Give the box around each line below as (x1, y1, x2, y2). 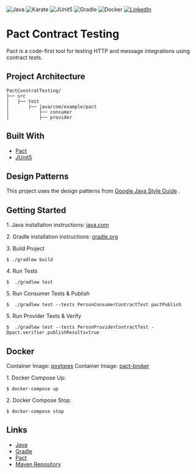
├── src (6, 93, 26, 99)
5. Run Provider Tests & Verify (6, 312, 81, 320)
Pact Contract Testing (6, 27, 120, 41)
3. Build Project (6, 245, 45, 253)
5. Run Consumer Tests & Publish (6, 290, 90, 297)
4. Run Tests (6, 267, 38, 275)
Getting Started (6, 205, 67, 215)
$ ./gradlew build (6, 257, 53, 263)
